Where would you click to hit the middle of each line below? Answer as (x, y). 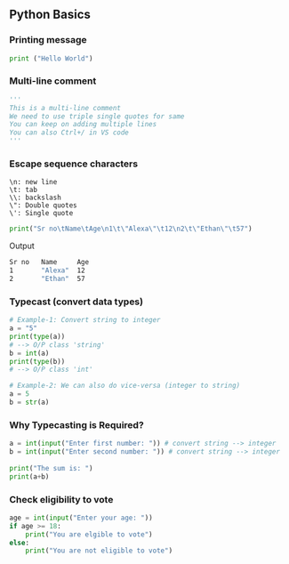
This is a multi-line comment (65, 108)
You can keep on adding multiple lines (83, 125)
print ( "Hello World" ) (51, 58)
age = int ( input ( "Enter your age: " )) (81, 518)
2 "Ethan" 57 (48, 279)
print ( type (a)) (37, 336)
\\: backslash (36, 198)
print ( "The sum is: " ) (51, 468)
